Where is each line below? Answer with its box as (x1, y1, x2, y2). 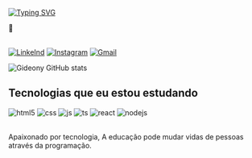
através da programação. (8, 140, 93, 150)
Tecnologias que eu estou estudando (8, 86, 199, 100)
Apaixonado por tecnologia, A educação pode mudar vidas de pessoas (8, 131, 244, 141)
